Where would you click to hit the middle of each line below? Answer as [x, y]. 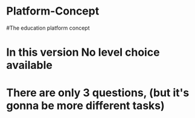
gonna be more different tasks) [85, 106]
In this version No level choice [83, 52]
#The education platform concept [48, 28]
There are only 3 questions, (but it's [98, 93]
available [29, 65]
